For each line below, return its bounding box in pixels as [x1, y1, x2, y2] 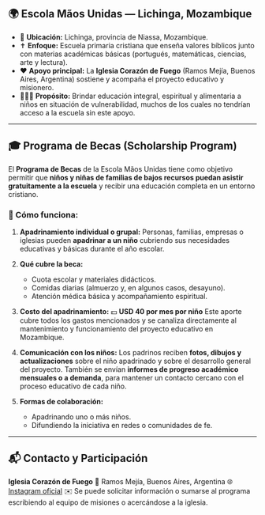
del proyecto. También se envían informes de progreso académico [19, 364, 239, 374]
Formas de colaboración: [19, 396, 104, 406]
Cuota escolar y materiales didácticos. [31, 275, 156, 284]
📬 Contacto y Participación [8, 452, 148, 465]
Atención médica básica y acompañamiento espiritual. [31, 291, 207, 301]
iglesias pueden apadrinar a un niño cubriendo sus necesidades [19, 235, 230, 244]
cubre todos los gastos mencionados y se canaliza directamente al [19, 316, 237, 325]
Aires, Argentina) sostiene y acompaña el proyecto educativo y [19, 74, 225, 84]
